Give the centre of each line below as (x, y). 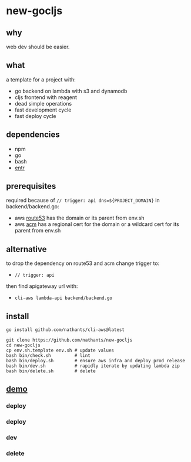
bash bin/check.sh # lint (48, 356)
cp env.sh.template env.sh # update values (60, 350)
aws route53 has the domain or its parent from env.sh (80, 218)
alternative (26, 249)
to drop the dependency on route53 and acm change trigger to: (83, 263)
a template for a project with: (41, 79)
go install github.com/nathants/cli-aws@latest (66, 330)
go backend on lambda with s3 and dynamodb (71, 91)
